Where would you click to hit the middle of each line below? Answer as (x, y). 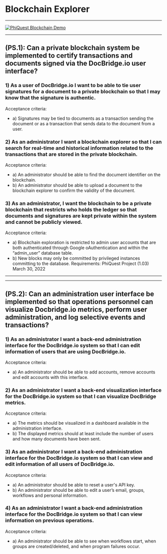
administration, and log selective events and (75, 317)
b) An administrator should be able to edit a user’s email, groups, (79, 490)
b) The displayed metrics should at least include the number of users (83, 434)
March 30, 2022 (29, 269)
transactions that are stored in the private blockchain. (71, 154)
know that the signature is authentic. (50, 98)
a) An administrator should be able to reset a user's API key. (74, 485)
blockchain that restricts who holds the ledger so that (71, 209)
